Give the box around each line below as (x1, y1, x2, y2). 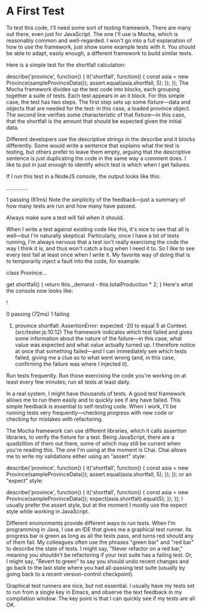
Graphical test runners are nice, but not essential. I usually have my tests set (6, 582, 195, 589)
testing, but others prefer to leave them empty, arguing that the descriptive (6, 148, 191, 156)
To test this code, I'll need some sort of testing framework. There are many (6, 24, 191, 31)
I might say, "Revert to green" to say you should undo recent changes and (6, 557, 189, 565)
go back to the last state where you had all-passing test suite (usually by (6, 564, 185, 571)
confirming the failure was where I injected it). (14, 360, 129, 367)
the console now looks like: (6, 287, 74, 294)
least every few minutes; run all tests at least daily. (6, 378, 131, 385)
